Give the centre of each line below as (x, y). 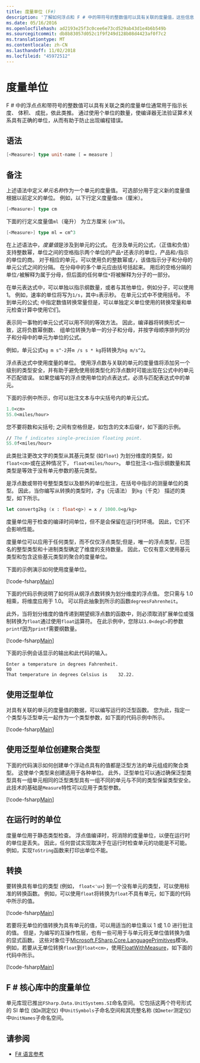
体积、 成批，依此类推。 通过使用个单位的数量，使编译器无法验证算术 (103, 113)
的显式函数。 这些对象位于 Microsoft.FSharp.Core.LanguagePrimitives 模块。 (99, 940)
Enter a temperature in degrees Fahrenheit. (62, 664)
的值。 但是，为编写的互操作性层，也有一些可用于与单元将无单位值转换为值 (98, 933)
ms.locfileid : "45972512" (38, 56)
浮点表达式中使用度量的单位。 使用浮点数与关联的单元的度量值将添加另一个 (98, 362)
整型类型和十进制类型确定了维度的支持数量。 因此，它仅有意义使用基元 (103, 549)
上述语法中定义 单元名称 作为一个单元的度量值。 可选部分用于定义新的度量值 (98, 190)
